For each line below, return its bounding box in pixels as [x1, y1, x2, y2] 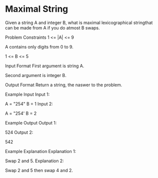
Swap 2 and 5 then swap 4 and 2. [5, 167, 73, 173]
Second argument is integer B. [5, 72, 67, 78]
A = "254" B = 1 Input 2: [5, 101, 53, 106]
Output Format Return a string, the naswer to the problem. [5, 82, 123, 88]
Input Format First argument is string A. [5, 63, 84, 69]
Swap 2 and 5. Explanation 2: [5, 158, 64, 164]
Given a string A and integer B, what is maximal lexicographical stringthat [5, 20, 153, 25]
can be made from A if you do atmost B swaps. [5, 25, 100, 30]
